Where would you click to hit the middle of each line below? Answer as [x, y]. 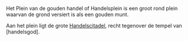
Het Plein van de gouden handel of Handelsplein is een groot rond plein [92, 8]
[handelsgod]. [23, 32]
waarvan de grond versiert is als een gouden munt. [67, 14]
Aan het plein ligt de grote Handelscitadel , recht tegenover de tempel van [94, 26]
